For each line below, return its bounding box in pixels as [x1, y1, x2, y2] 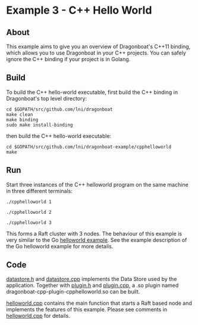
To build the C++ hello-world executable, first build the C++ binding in [6, 89, 178, 96]
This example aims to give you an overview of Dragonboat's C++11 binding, [6, 43, 191, 50]
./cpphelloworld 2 [6, 209, 52, 215]
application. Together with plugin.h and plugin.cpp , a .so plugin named [6, 282, 179, 289]
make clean [6, 111, 33, 118]
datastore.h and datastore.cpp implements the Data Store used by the [6, 276, 177, 283]
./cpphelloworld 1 [6, 198, 52, 205]
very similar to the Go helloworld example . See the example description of [6, 236, 187, 244]
